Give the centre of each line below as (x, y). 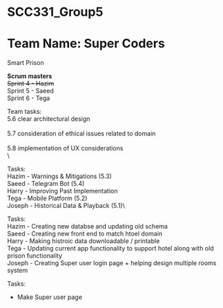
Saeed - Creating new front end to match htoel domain (85, 234)
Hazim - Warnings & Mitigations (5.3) (60, 176)
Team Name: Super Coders (86, 44)
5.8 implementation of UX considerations (65, 148)
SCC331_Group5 (55, 12)
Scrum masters (30, 76)
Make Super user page (50, 297)
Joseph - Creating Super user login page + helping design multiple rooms (112, 263)
